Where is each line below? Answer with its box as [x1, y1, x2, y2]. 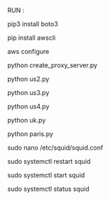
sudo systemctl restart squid [7, 157, 91, 165]
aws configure [7, 48, 50, 55]
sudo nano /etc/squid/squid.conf [7, 143, 104, 152]
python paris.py [7, 130, 53, 138]
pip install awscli [7, 33, 56, 42]
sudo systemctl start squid [7, 171, 85, 179]
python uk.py [7, 116, 46, 124]
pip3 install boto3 [7, 20, 58, 28]
